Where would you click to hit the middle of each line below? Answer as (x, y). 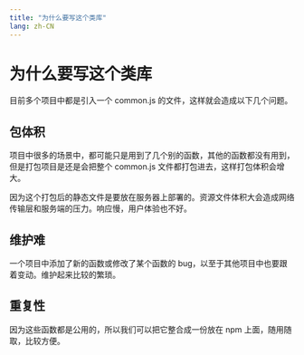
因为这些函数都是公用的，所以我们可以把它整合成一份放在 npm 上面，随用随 (151, 329)
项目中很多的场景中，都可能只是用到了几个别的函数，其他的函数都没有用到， (152, 156)
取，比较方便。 (37, 341)
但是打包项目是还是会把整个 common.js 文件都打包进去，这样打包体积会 (143, 167)
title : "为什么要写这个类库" (58, 18)
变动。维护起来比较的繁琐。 (68, 275)
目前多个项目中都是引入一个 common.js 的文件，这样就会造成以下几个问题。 (151, 101)
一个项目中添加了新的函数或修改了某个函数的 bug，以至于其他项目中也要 (145, 264)
